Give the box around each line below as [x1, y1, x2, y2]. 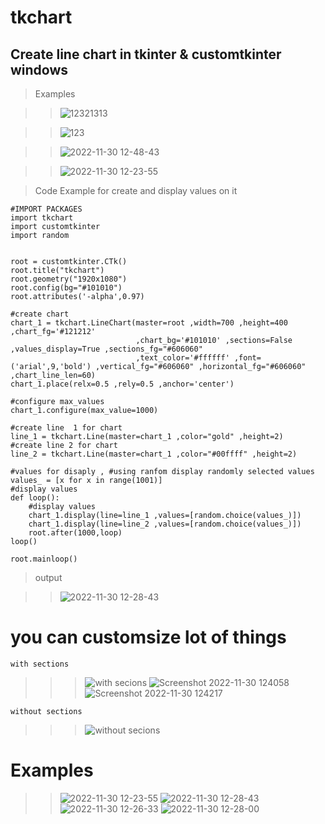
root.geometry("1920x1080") [10, 274, 128, 284]
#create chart [10, 309, 70, 319]
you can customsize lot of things [10, 626, 287, 649]
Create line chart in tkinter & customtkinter [10, 46, 282, 63]
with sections [10, 659, 70, 669]
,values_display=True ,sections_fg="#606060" [10, 344, 203, 354]
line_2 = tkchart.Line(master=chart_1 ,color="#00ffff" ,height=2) [10, 449, 298, 459]
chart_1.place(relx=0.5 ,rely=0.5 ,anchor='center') [10, 379, 235, 389]
